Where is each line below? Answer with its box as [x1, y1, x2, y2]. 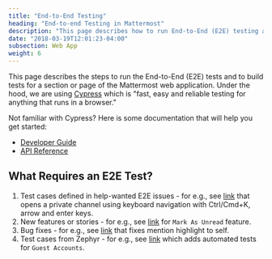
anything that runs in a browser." [8, 98, 117, 107]
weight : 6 [8, 49, 42, 57]
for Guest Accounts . [19, 242, 85, 252]
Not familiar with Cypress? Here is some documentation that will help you [8, 113, 253, 122]
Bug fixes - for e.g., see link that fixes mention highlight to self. [19, 225, 229, 235]
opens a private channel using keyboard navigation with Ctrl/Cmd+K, [19, 199, 251, 209]
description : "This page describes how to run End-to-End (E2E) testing [8, 27, 259, 35]
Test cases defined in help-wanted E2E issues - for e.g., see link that [19, 191, 250, 201]
